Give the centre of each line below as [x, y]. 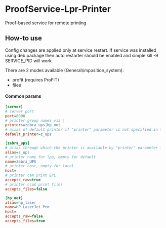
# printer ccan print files [34, 184]
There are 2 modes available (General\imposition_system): [64, 70]
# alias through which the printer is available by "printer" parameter [82, 148]
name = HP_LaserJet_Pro [27, 207]
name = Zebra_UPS [21, 161]
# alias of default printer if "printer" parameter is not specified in [82, 130]
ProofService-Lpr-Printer [58, 9]
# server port [20, 111]
